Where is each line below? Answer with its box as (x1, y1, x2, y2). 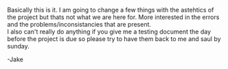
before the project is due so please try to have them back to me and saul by (7, 35, 221, 43)
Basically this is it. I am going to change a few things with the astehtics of (7, 6, 214, 14)
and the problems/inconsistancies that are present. (7, 20, 152, 28)
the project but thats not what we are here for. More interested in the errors (7, 13, 220, 21)
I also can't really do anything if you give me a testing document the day (7, 27, 212, 36)
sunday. (7, 42, 30, 50)
